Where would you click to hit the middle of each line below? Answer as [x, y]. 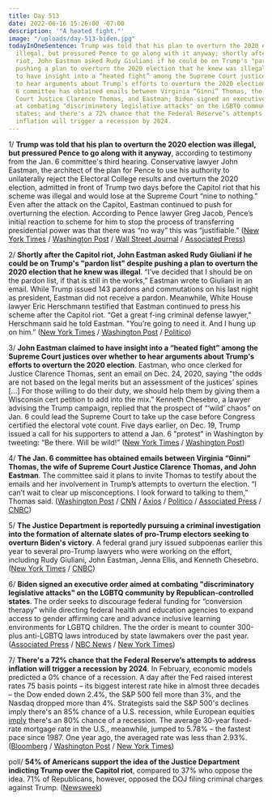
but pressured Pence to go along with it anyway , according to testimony [130, 153]
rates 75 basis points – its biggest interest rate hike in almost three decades [134, 686]
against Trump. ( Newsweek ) [55, 787]
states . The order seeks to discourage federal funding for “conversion [125, 601]
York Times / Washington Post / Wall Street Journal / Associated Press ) [127, 239]
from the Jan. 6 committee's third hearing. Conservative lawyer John [123, 161]
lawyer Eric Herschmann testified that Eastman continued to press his [125, 306]
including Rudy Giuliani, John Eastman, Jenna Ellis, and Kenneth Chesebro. [134, 560]
